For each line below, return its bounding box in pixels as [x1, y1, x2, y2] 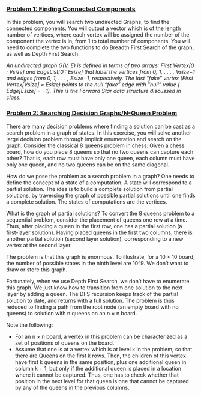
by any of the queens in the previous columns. [14, 384, 130, 391]
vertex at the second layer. [6, 241, 72, 249]
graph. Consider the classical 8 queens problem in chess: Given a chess [6, 142, 185, 149]
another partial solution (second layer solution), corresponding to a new [6, 235, 184, 242]
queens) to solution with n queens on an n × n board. [6, 309, 137, 317]
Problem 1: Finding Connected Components [6, 5, 136, 13]
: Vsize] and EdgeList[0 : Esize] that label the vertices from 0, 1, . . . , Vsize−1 [6, 68, 195, 76]
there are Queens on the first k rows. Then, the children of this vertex [14, 352, 186, 359]
